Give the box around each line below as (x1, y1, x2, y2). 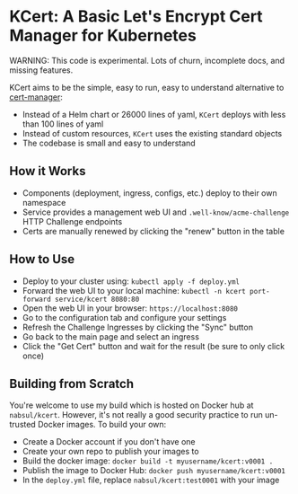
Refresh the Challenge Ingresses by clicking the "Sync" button (22, 322, 254, 332)
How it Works (9, 163, 86, 179)
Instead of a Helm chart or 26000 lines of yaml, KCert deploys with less (22, 109, 286, 119)
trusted (9, 419, 36, 430)
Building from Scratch (9, 375, 135, 392)
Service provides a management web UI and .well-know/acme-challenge (22, 207, 290, 217)
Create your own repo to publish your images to (22, 446, 199, 457)
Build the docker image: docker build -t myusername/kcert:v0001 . (22, 455, 274, 466)
